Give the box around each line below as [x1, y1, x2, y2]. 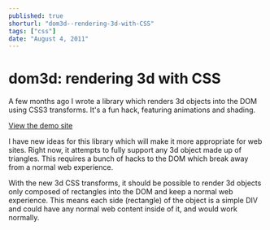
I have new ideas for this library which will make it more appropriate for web [8, 137, 263, 146]
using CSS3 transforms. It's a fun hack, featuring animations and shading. [8, 105, 256, 115]
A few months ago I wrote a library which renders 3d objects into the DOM [8, 97, 258, 106]
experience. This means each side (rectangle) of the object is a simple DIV [8, 196, 259, 206]
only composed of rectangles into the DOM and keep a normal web [8, 187, 233, 197]
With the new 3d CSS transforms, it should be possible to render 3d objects [8, 178, 262, 188]
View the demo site [8, 121, 73, 131]
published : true [8, 11, 63, 20]
